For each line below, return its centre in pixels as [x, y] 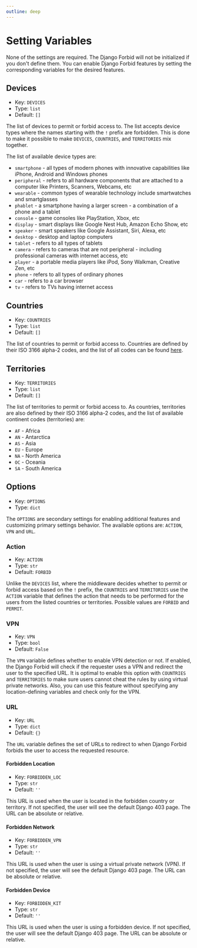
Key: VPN [25, 637]
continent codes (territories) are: [46, 419]
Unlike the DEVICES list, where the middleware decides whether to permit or [97, 583]
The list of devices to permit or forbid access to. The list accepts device [93, 126]
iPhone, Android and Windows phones [61, 174]
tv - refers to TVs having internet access [64, 287]
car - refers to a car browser [49, 281]
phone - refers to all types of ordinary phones [69, 274]
